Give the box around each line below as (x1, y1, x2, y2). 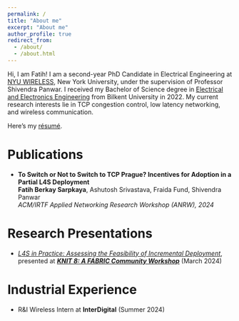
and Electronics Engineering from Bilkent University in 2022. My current (7, 92, 219, 101)
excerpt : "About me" (7, 24, 69, 31)
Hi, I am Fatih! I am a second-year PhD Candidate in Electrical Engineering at (7, 69, 233, 78)
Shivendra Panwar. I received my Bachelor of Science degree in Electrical (7, 85, 223, 93)
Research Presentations (7, 225, 153, 241)
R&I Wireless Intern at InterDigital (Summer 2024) (17, 305, 166, 314)
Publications (7, 147, 83, 163)
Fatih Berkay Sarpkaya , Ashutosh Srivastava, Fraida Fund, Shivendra (17, 185, 222, 193)
